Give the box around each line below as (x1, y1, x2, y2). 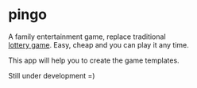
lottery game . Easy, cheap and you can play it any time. (8, 40, 189, 49)
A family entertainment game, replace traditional (8, 32, 166, 41)
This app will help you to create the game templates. (8, 55, 180, 65)
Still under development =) (8, 71, 95, 80)
